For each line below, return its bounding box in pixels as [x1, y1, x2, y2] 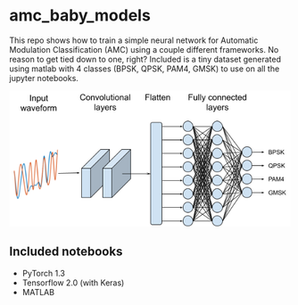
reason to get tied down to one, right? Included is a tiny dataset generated [9, 54, 281, 64]
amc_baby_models [9, 5, 152, 26]
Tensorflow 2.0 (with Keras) [21, 277, 125, 288]
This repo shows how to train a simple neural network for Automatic [9, 35, 259, 45]
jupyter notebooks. [9, 72, 79, 83]
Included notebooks [9, 244, 123, 260]
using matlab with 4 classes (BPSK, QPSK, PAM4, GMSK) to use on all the [9, 63, 280, 74]
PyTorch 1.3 [21, 268, 65, 278]
